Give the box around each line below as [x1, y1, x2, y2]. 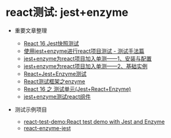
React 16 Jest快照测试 [23, 40, 79, 47]
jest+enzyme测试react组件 [23, 92, 91, 100]
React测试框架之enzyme [23, 77, 85, 85]
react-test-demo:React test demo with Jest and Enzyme [23, 118, 166, 125]
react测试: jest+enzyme [5, 5, 129, 19]
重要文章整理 [14, 27, 47, 34]
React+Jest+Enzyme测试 [23, 70, 87, 77]
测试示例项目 [14, 106, 47, 113]
